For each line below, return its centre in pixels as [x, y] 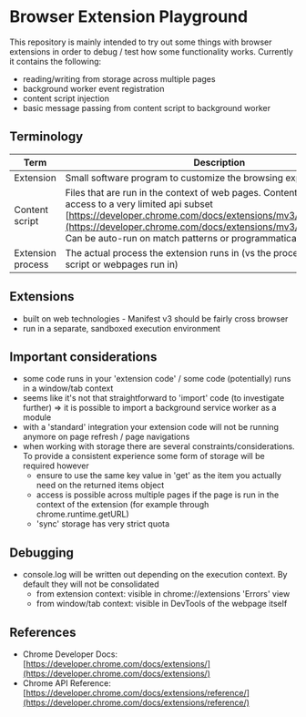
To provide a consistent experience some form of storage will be [144, 456]
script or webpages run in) [122, 264]
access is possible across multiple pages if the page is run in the [158, 495]
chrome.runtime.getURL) [82, 514]
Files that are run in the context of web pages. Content [181, 192]
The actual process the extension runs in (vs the [168, 252]
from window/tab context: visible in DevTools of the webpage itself [162, 604]
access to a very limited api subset [139, 204]
